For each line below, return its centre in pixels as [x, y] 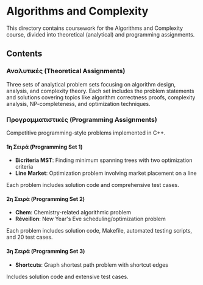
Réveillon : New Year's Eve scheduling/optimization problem [90, 219]
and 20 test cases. [30, 237]
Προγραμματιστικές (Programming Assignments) [82, 119]
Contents [24, 54]
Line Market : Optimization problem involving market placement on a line [106, 173]
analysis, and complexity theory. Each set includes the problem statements [100, 91]
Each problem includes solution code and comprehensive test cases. [93, 185]
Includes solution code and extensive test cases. [68, 276]
